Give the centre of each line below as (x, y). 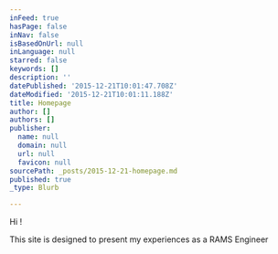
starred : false (38, 60)
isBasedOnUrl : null (47, 43)
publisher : (30, 129)
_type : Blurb (34, 188)
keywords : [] (34, 69)
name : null (38, 137)
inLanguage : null (43, 52)
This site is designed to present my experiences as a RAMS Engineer (139, 239)
